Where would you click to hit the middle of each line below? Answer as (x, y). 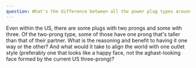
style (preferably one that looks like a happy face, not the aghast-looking (93, 52)
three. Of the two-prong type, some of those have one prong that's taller (93, 34)
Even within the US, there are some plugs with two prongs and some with (94, 28)
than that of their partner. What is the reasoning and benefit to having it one (97, 40)
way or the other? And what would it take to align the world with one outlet (95, 46)
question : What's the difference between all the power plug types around (99, 11)
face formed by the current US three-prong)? (60, 59)
